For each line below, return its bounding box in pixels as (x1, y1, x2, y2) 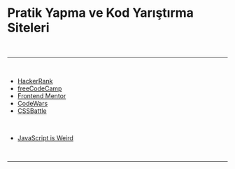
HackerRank (17, 76, 53, 85)
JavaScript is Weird (17, 133, 73, 142)
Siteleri (7, 20, 50, 36)
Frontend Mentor (17, 91, 66, 100)
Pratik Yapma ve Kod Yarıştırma (7, 5, 194, 21)
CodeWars (17, 99, 48, 107)
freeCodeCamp (17, 84, 62, 93)
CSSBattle (17, 107, 47, 115)
